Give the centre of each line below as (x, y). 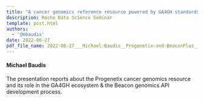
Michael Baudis (26, 65)
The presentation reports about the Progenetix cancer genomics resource (99, 79)
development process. (34, 92)
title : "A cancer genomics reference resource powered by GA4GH (89, 12)
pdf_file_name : (25, 46)
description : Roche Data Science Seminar (59, 18)
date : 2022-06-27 (28, 40)
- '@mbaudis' (28, 35)
